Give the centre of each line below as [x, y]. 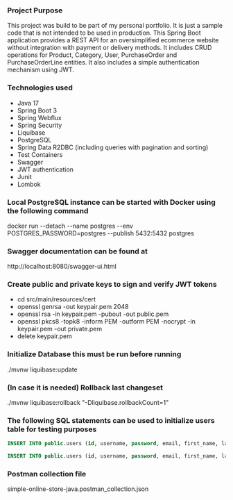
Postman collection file [47, 474]
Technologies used [40, 87]
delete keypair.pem [45, 336]
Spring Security [40, 125]
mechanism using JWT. [41, 70]
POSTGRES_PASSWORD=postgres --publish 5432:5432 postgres [101, 233]
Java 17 [28, 103]
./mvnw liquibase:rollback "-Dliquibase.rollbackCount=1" [88, 403]
